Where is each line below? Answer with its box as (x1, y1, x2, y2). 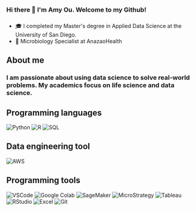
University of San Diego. (15, 30, 77, 38)
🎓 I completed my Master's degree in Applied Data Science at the (15, 22, 182, 29)
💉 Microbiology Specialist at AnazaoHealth (15, 37, 122, 45)
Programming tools (6, 175, 81, 185)
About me (6, 55, 44, 66)
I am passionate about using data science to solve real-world (6, 73, 191, 82)
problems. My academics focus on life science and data (6, 81, 175, 90)
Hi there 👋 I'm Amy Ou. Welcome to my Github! (6, 5, 147, 14)
